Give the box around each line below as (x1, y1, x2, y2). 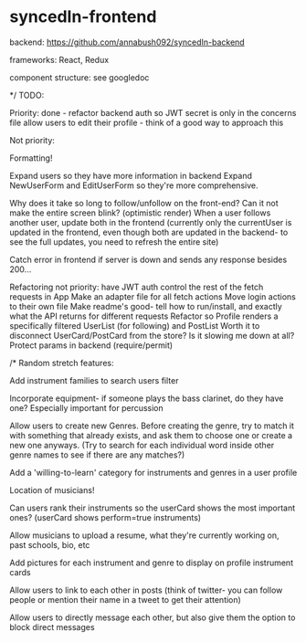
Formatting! (9, 153, 53, 163)
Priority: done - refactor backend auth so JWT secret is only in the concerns (9, 107, 297, 118)
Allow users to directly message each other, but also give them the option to (9, 612, 296, 623)
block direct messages (9, 621, 95, 632)
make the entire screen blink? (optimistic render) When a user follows (9, 207, 271, 218)
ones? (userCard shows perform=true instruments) (9, 511, 202, 522)
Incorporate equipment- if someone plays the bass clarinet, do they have (9, 393, 284, 404)
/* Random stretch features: (9, 357, 114, 368)
